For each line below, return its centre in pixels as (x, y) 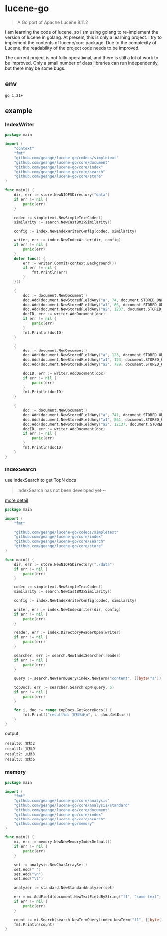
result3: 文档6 (20, 760)
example (19, 111)
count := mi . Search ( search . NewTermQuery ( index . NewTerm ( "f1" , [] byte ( (88, 920)
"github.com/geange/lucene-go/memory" (54, 824)
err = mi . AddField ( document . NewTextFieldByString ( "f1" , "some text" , (88, 897)
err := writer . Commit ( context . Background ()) (70, 263)
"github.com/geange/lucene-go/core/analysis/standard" (72, 805)
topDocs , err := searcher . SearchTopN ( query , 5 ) (64, 688)
